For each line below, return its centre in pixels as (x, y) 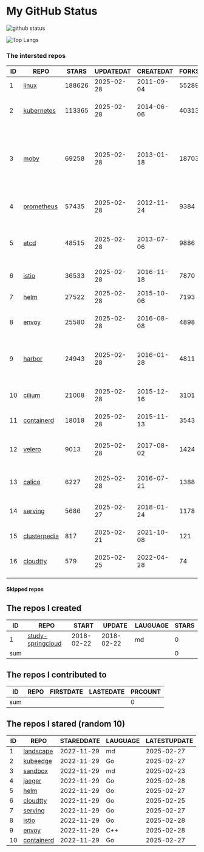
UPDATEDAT (113, 71)
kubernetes (40, 111)
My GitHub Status (52, 11)
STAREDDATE (80, 741)
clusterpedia (41, 536)
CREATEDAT (155, 71)
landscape (38, 752)
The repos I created (44, 608)
